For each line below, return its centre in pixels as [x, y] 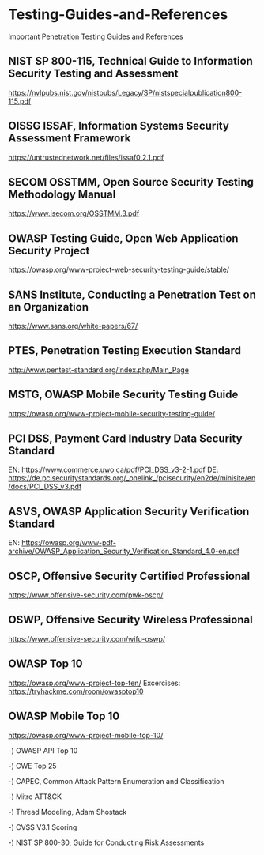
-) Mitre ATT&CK [35, 797]
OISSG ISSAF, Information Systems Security [119, 126]
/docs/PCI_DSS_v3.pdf [45, 487]
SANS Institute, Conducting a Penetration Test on [132, 294]
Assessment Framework [70, 139]
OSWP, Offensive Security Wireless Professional [130, 620]
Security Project [49, 250]
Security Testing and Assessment [94, 74]
